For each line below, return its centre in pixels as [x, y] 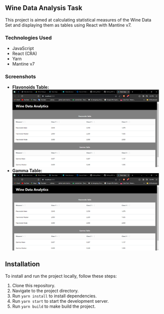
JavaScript [23, 48]
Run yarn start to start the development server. [60, 301]
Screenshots [20, 77]
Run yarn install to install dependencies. [54, 296]
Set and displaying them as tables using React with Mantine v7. [68, 25]
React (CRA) [25, 54]
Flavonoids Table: [31, 87]
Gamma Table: [27, 171]
